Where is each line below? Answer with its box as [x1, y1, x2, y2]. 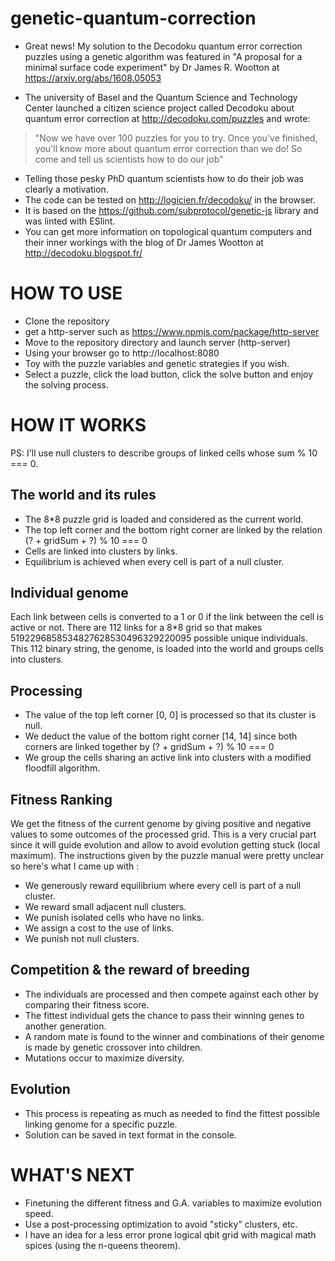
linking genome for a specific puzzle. [24, 1118, 178, 1130]
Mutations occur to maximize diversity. [24, 1052, 185, 1064]
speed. [24, 1207, 54, 1219]
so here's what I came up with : [10, 860, 140, 872]
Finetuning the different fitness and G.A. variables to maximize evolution [24, 1197, 322, 1209]
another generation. [24, 1020, 107, 1032]
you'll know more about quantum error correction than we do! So [34, 142, 303, 154]
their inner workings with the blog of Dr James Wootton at [24, 236, 264, 248]
